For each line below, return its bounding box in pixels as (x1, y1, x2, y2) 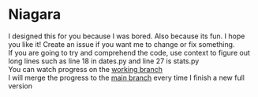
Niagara (8, 5, 62, 23)
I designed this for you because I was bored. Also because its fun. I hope (8, 31, 245, 41)
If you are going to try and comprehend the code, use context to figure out (8, 48, 251, 57)
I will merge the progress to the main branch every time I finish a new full (8, 73, 245, 82)
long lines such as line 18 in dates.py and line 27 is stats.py (8, 56, 200, 66)
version (8, 81, 33, 91)
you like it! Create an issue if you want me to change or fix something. (8, 39, 235, 48)
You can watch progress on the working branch (8, 64, 163, 74)
